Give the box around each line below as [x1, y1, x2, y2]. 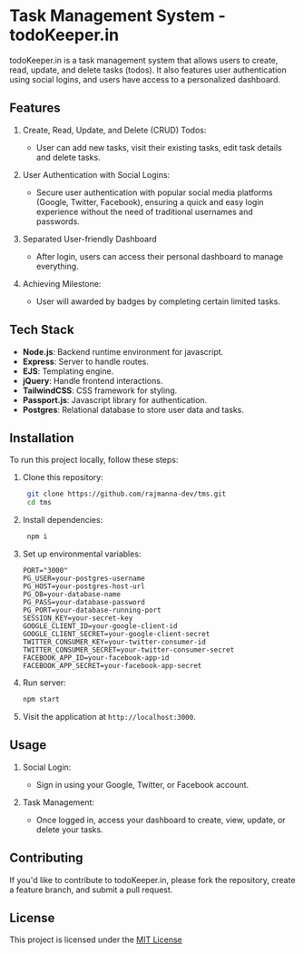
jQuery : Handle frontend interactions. [22, 375, 163, 386]
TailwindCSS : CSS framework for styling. [22, 385, 178, 396]
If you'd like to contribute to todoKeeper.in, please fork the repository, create [9, 874, 296, 885]
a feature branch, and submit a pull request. [9, 884, 173, 895]
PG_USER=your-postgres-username [22, 574, 145, 583]
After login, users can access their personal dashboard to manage [35, 251, 284, 261]
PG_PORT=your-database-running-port [22, 605, 162, 615]
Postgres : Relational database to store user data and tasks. [22, 404, 245, 415]
